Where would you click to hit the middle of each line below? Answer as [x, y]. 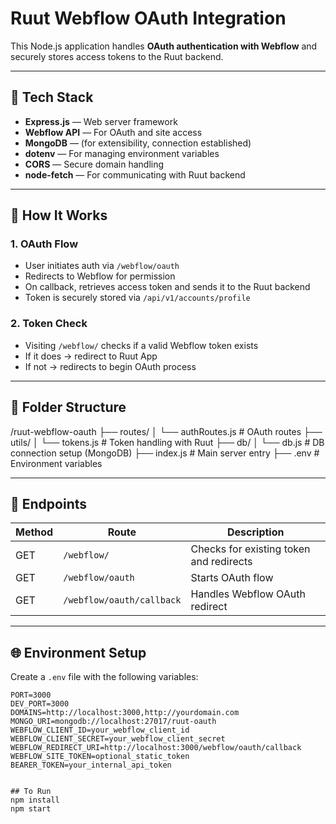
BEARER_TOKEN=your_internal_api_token [91, 765]
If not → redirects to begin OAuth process [110, 366]
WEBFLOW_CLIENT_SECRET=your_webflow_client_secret [118, 739]
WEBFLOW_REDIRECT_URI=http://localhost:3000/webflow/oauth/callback [156, 748]
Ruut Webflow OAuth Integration [148, 18]
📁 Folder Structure [68, 407]
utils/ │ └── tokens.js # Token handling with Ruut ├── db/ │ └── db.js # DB [167, 442]
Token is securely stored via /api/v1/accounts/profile [137, 298]
